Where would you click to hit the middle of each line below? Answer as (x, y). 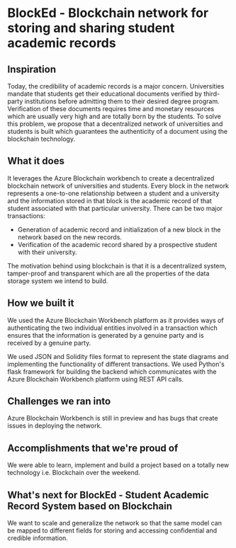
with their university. (47, 252)
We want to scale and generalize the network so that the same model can (114, 523)
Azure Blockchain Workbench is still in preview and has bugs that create (113, 418)
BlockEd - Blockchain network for (108, 13)
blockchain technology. (41, 139)
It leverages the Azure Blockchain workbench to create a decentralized (111, 178)
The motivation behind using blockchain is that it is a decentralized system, (117, 266)
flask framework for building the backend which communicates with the (112, 371)
